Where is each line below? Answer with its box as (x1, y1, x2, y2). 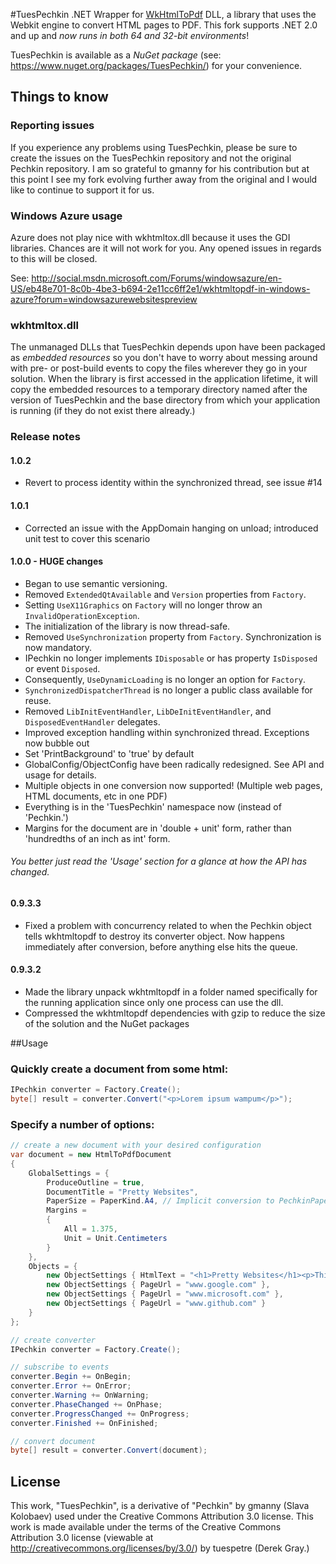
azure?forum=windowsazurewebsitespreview (10, 293, 198, 305)
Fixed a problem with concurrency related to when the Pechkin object (24, 919, 312, 931)
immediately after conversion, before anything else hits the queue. (24, 940, 298, 953)
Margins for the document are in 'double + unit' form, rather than (24, 822, 292, 834)
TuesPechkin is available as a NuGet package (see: (10, 49, 222, 61)
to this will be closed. (10, 252, 98, 264)
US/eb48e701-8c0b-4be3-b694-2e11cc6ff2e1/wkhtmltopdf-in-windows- (10, 282, 311, 294)
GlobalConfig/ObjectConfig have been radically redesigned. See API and (24, 758, 325, 770)
